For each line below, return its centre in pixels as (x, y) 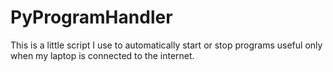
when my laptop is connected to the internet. (102, 55)
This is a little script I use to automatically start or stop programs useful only (166, 45)
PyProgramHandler (91, 17)
